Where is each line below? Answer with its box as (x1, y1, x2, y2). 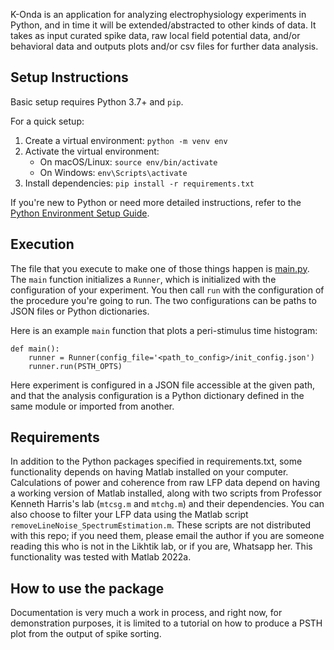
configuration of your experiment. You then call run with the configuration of (10, 284, 325, 296)
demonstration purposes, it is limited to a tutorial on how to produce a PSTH (10, 617, 323, 629)
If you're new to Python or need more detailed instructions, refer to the (10, 196, 302, 208)
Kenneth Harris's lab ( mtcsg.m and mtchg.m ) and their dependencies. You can (10, 498, 325, 510)
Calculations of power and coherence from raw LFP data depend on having (10, 477, 321, 489)
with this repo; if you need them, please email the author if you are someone (10, 530, 325, 542)
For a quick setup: (10, 115, 85, 127)
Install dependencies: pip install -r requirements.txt (24, 177, 255, 189)
